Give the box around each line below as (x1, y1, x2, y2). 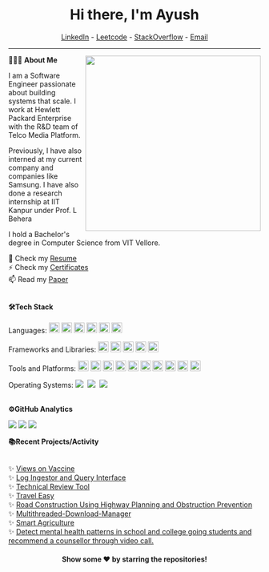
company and (8, 163, 54, 172)
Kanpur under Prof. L (8, 205, 78, 215)
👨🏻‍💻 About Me (8, 54, 58, 65)
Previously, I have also (8, 146, 82, 155)
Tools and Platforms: (8, 363, 76, 373)
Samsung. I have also (8, 179, 78, 189)
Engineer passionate (8, 79, 76, 89)
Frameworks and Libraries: (8, 344, 97, 354)
